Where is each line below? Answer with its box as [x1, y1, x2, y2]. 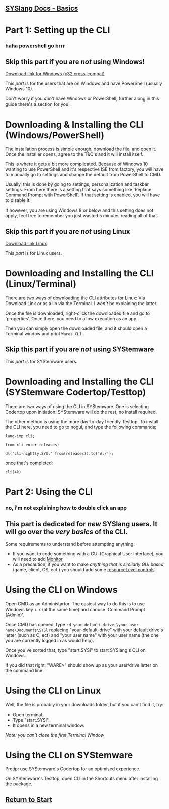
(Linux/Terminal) [5, 278, 77, 290]
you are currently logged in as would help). [5, 637, 94, 643]
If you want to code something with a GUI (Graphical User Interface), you [12, 550, 164, 557]
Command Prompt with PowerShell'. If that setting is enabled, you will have [5, 192, 160, 198]
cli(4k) [5, 469, 22, 474]
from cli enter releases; [5, 442, 59, 447]
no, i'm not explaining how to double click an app [5, 504, 127, 511]
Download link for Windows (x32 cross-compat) [5, 71, 105, 77]
